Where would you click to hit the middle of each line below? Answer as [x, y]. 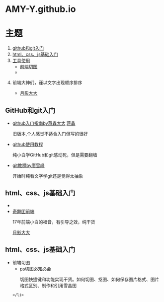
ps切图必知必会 [35, 269]
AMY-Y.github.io [41, 9]
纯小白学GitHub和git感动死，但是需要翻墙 [55, 154]
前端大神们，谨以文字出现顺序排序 [47, 82]
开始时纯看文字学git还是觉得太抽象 [48, 176]
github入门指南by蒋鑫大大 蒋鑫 [44, 123]
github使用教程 [28, 144]
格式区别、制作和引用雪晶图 [48, 285]
